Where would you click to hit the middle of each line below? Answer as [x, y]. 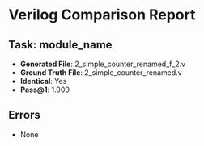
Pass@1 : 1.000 [45, 90]
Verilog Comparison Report [102, 15]
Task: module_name [60, 45]
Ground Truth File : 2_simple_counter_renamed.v [101, 73]
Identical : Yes [43, 81]
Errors [24, 115]
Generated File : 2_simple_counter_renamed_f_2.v [103, 64]
